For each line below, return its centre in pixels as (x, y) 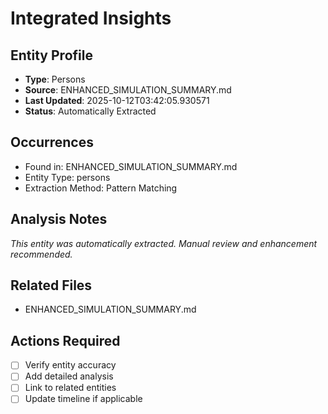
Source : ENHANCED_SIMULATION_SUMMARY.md (128, 90)
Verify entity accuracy (70, 365)
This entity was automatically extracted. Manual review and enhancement (164, 243)
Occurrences (52, 142)
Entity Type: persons (67, 177)
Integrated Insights (91, 18)
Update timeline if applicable (83, 399)
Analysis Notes (59, 219)
